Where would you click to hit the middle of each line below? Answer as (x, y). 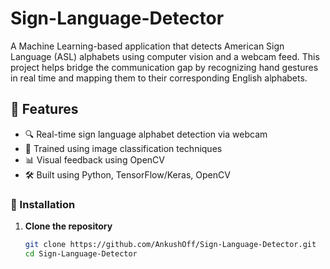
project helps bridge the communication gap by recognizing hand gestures (164, 67)
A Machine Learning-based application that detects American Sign (147, 46)
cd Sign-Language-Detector (81, 253)
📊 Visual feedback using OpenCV (95, 159)
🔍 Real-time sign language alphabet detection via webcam (146, 134)
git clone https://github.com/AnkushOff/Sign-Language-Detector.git (170, 245)
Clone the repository (68, 226)
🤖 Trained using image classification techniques (123, 148)
